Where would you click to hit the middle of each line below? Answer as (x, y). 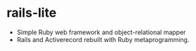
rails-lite (32, 13)
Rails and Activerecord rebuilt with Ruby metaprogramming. (103, 39)
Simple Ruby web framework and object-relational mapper (101, 32)
